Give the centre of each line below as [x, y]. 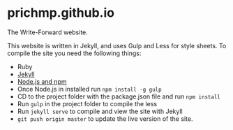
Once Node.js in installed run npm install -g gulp [89, 89]
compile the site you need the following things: [74, 53]
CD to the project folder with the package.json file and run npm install [119, 96]
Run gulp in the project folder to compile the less [87, 103]
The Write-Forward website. [48, 32]
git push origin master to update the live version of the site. [105, 118]
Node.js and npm [42, 81]
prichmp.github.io [61, 13]
